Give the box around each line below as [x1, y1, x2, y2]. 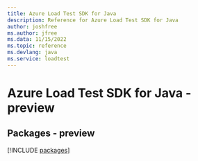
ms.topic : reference [7, 42, 67, 49]
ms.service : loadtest [7, 56, 70, 62]
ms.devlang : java [7, 49, 58, 56]
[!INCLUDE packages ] [7, 146, 70, 154]
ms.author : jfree [7, 29, 58, 37]
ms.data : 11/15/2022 [7, 36, 67, 43]
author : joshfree [7, 23, 58, 30]
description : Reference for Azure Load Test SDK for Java [7, 17, 179, 24]
